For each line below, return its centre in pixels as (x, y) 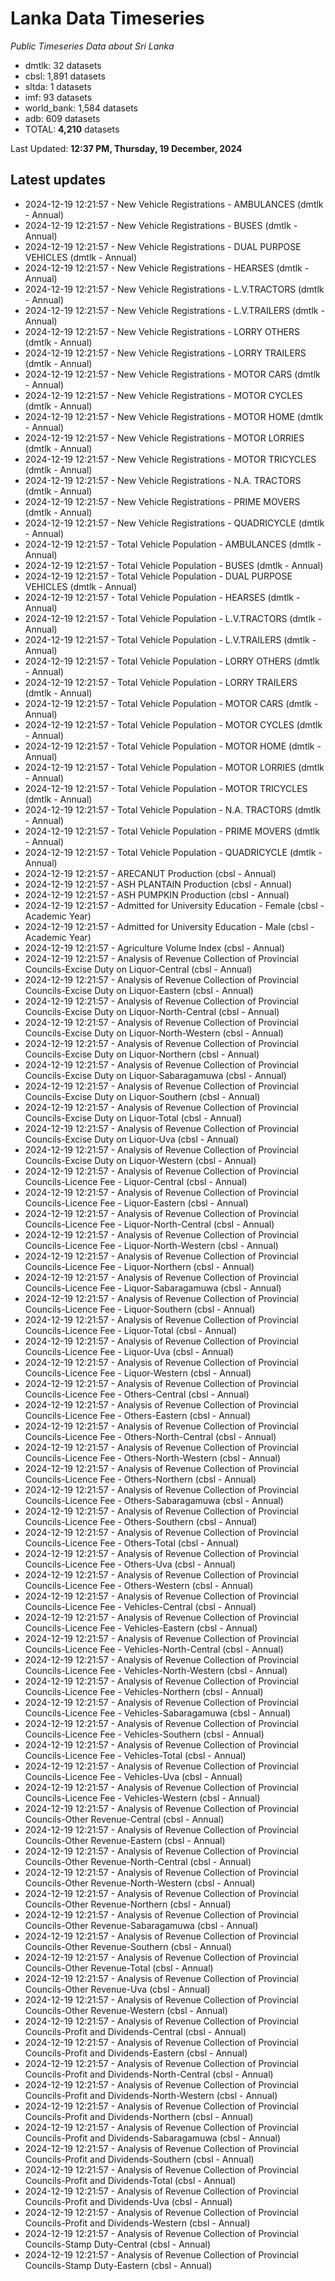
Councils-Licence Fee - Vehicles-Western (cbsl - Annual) (142, 1798)
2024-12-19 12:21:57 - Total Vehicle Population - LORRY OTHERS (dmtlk (172, 661)
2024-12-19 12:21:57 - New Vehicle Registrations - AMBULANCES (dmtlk (174, 204)
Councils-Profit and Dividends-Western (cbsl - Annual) (137, 2223)
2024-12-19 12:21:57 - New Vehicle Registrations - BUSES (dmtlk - (161, 225)
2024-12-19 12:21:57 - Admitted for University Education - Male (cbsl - (169, 926)
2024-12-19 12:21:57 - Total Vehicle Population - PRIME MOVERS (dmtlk (172, 831)
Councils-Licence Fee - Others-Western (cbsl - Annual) (139, 1585)
